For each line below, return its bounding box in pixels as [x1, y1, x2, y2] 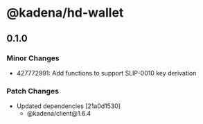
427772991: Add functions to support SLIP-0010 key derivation [16, 69, 197, 77]
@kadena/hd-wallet [6, 5, 124, 21]
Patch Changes [6, 86, 60, 96]
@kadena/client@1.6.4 [26, 109, 91, 118]
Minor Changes [6, 53, 60, 63]
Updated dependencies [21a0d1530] [16, 102, 121, 110]
